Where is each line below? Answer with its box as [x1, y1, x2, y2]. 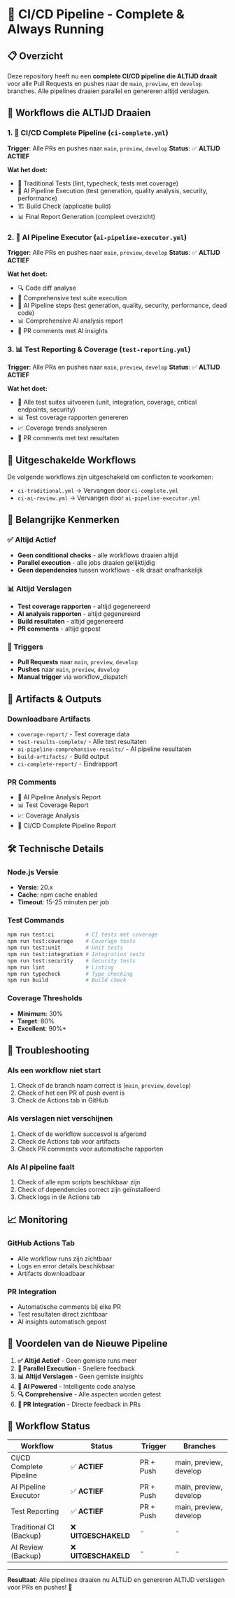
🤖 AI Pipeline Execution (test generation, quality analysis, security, [17, 186, 208, 195]
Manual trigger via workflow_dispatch [17, 673, 128, 681]
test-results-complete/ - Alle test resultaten [17, 738, 147, 746]
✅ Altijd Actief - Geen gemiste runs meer [17, 1356, 138, 1364]
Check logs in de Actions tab [17, 1193, 101, 1201]
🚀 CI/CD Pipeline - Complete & [7, 6, 185, 22]
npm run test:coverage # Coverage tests [7, 938, 136, 945]
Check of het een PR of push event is [17, 1088, 125, 1098]
